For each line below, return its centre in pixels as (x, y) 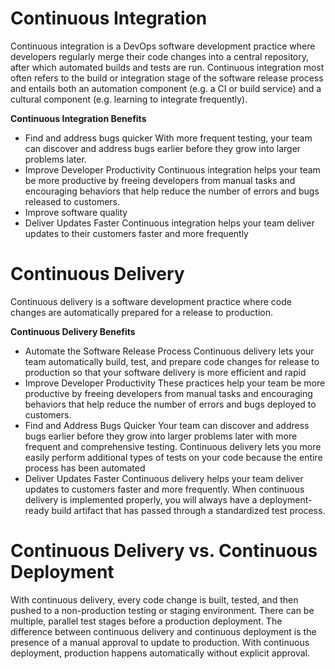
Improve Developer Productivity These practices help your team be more (175, 383)
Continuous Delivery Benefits (73, 331)
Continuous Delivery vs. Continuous (164, 551)
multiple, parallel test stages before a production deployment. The (146, 621)
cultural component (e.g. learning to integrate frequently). (129, 99)
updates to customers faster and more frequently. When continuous (164, 489)
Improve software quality (76, 212)
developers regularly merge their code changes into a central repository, (159, 56)
